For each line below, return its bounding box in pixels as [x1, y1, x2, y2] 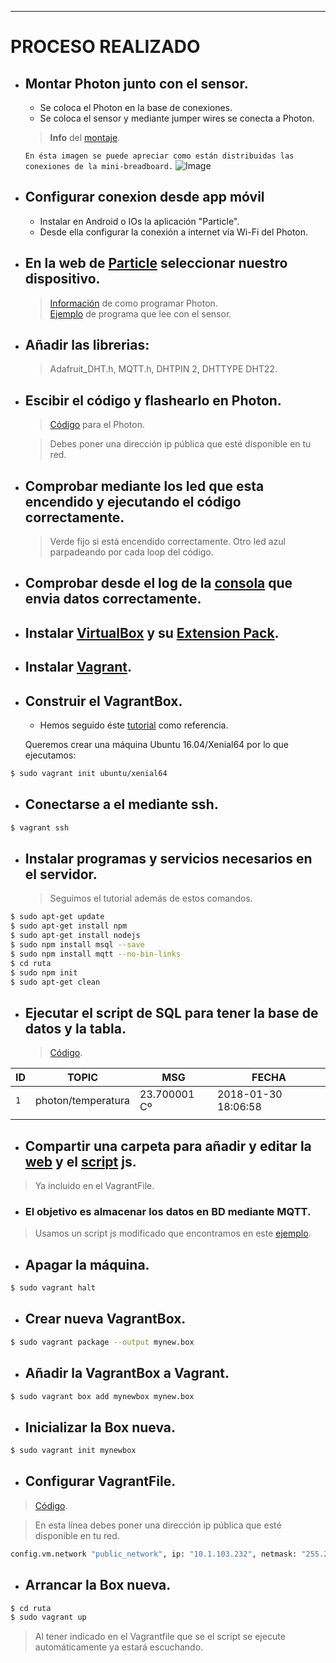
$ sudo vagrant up [10, 1612, 87, 1623]
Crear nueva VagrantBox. [24, 1311, 187, 1328]
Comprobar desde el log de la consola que [24, 575, 293, 592]
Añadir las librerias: [24, 337, 150, 354]
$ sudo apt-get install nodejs [10, 931, 141, 941]
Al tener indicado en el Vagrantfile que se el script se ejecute [34, 1631, 286, 1643]
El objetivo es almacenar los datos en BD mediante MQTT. [24, 1204, 312, 1218]
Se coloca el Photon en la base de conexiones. [39, 102, 233, 113]
